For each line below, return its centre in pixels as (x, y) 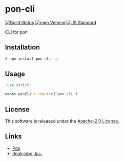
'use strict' (18, 85)
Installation (22, 47)
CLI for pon (16, 32)
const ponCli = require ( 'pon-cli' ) (41, 94)
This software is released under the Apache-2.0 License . (62, 121)
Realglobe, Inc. (27, 153)
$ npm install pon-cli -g (31, 59)
